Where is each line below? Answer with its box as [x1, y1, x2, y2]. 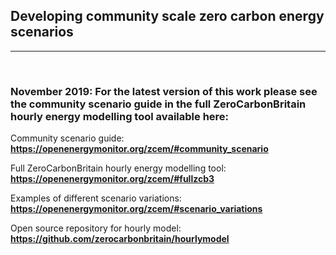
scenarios [10, 24, 74, 41]
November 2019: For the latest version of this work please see [10, 84, 318, 98]
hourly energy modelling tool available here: [10, 109, 230, 123]
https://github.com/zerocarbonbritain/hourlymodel [10, 233, 230, 245]
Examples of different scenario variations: [10, 192, 182, 204]
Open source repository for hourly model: [10, 222, 182, 234]
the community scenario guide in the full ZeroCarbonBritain [10, 97, 307, 111]
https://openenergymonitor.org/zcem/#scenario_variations [10, 203, 263, 215]
